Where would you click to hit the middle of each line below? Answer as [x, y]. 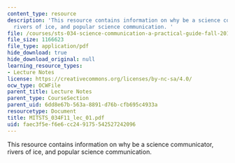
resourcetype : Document [42, 111]
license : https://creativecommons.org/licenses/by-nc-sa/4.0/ [100, 79]
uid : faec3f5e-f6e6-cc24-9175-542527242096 [72, 124]
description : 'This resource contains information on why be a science [114, 20]
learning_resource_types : [45, 66]
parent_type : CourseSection [48, 99]
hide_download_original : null [51, 59]
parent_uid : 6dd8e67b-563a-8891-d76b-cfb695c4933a [83, 105]
